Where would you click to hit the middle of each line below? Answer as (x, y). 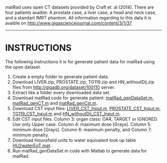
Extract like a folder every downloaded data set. (61, 92)
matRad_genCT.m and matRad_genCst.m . (55, 103)
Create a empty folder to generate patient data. (61, 76)
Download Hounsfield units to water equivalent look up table (74, 140)
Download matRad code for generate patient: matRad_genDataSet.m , (83, 98)
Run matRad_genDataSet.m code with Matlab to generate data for (80, 151)
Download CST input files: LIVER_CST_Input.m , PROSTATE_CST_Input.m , (86, 108)
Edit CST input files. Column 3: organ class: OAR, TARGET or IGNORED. (85, 119)
